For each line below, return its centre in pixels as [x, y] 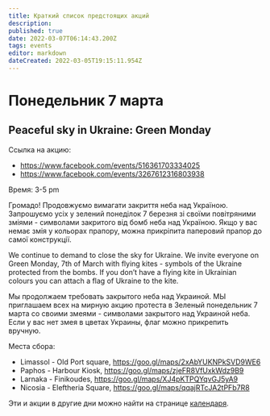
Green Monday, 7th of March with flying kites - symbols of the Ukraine [125, 264]
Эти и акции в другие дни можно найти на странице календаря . [118, 403]
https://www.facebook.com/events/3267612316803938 [112, 173]
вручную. [25, 331]
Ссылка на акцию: [39, 149]
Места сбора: [32, 346]
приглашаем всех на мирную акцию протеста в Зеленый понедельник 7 [133, 305]
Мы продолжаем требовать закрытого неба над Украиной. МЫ [117, 296]
